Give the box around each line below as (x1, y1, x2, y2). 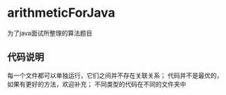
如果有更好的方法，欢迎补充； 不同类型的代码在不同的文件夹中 (7, 80, 186, 88)
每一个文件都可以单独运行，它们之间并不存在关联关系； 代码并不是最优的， (7, 71, 223, 80)
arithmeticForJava (7, 5, 116, 21)
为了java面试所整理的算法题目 (7, 29, 93, 37)
